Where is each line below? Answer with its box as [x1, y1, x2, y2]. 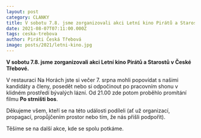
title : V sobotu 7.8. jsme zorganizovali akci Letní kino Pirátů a [6, 20, 178, 26]
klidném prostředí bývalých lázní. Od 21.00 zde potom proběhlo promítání [6, 89, 187, 96]
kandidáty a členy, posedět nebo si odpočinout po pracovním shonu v [6, 82, 178, 90]
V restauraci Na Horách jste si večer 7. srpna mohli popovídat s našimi [6, 76, 179, 84]
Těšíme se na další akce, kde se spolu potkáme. [6, 125, 124, 132]
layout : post [6, 8, 39, 15]
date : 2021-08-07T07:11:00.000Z [6, 25, 87, 32]
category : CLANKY [6, 14, 50, 20]
